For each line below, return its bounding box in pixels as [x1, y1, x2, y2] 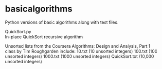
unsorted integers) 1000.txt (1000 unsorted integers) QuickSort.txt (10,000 [5, 53, 154, 59]
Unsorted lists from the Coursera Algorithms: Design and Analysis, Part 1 [5, 43, 151, 49]
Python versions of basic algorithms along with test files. [5, 19, 119, 25]
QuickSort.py [5, 28, 32, 34]
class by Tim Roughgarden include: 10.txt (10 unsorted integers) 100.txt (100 [5, 48, 158, 54]
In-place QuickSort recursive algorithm [5, 34, 83, 40]
